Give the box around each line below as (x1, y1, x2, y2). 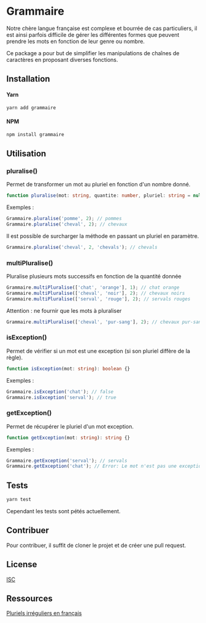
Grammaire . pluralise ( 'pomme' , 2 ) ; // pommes (6, 216, 122, 222)
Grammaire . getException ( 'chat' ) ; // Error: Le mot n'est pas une (6, 463, 177, 470)
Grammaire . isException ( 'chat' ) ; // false (6, 388, 114, 395)
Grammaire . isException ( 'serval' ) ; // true (6, 394, 116, 400)
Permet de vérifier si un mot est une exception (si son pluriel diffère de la (6, 347, 191, 354)
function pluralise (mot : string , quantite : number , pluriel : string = (6, 193, 191, 199)
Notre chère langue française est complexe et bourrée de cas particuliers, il (6, 25, 197, 32)
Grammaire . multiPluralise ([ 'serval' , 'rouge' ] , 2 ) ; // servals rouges (6, 296, 191, 302)
